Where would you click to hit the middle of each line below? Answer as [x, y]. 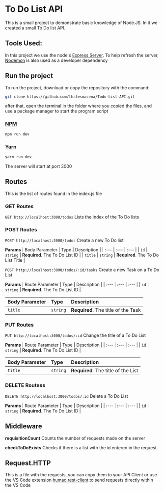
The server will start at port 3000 [39, 166]
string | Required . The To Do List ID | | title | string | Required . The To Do [82, 255]
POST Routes [21, 229]
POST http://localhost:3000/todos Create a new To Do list [64, 240]
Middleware [24, 426]
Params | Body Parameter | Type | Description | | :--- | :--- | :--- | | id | [76, 250]
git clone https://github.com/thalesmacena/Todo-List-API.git [70, 97]
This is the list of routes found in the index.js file [54, 193]
